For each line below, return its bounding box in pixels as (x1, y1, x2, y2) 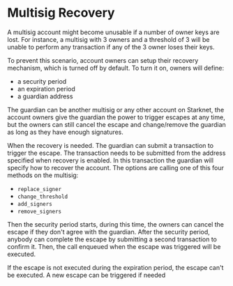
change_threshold (17, 193, 68, 200)
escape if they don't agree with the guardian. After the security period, (7, 227, 211, 236)
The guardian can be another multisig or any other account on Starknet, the (7, 105, 225, 114)
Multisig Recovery (7, 5, 115, 21)
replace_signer (17, 186, 62, 193)
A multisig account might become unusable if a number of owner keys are (7, 28, 220, 36)
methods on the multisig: (7, 171, 79, 179)
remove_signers (17, 208, 62, 215)
